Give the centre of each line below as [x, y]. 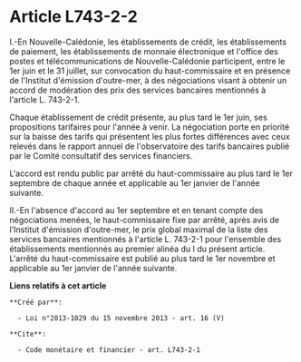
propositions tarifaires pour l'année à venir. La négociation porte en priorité [150, 127]
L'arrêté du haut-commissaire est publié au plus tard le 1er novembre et [142, 258]
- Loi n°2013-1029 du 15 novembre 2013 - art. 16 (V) [121, 318]
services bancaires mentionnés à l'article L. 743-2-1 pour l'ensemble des [146, 239]
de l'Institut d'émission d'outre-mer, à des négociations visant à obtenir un [148, 80]
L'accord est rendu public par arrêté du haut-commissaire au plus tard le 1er [151, 173]
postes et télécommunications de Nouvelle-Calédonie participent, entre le [147, 61]
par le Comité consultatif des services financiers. [101, 155]
